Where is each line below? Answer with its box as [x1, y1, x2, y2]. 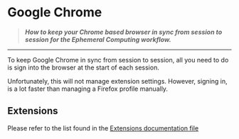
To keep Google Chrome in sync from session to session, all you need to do [7, 55, 229, 64]
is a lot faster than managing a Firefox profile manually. [7, 84, 169, 93]
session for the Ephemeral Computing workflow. [24, 35, 172, 43]
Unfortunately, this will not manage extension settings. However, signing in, [7, 77, 228, 85]
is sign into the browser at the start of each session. [7, 63, 160, 72]
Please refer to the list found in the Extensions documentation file [7, 123, 199, 132]
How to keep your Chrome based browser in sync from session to [24, 28, 223, 36]
